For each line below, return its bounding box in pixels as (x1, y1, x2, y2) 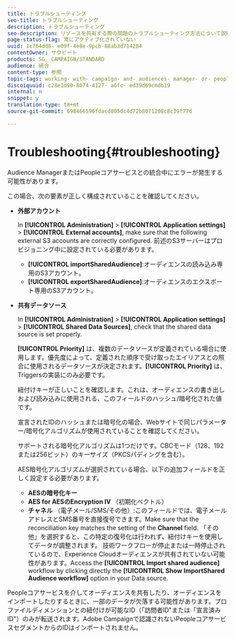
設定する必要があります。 (29, 474, 104, 482)
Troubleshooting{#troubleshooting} (7, 144, 221, 159)
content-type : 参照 (7, 69, 62, 76)
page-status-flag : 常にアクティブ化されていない (7, 36, 136, 43)
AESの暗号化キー (27, 488, 78, 497)
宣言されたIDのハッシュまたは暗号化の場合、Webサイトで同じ (17, 418, 197, 426)
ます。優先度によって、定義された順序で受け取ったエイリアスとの (29, 353, 219, 361)
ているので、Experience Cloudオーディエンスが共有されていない (27, 550, 213, 558)
